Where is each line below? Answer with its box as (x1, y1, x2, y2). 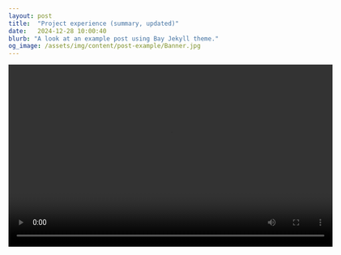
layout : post (8, 11, 53, 20)
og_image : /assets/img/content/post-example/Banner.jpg (8, 42, 201, 50)
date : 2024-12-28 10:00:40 (8, 27, 107, 35)
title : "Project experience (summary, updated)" (8, 19, 180, 28)
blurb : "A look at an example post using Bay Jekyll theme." (8, 34, 220, 43)
